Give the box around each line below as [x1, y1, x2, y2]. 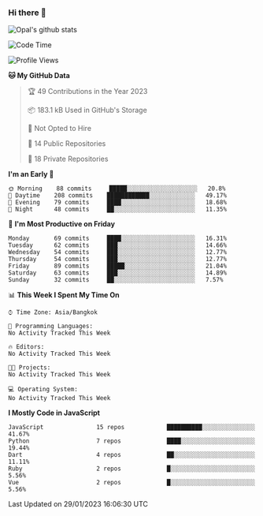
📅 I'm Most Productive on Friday [8, 219, 116, 229]
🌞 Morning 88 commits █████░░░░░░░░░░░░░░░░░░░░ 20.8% [8, 185, 226, 193]
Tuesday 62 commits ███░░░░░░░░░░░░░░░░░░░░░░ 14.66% [8, 241, 227, 249]
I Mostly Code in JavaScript [8, 408, 101, 417]
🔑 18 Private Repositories [27, 154, 109, 164]
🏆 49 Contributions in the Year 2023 [27, 87, 148, 96]
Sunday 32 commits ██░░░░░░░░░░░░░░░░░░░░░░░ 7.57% [8, 276, 224, 284]
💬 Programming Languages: [8, 323, 93, 331]
